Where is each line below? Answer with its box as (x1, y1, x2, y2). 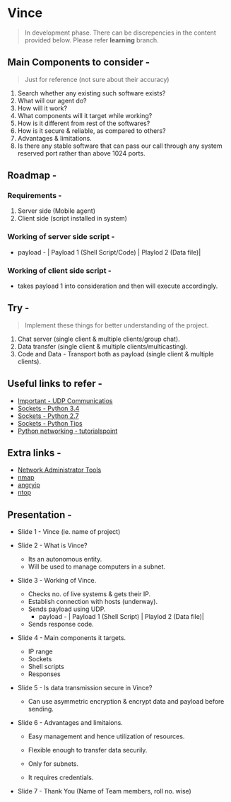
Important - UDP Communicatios (17, 396, 113, 405)
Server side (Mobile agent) (17, 207, 96, 215)
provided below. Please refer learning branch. (24, 35, 159, 44)
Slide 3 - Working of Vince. (17, 576, 97, 585)
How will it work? (17, 104, 68, 112)
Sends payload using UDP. (28, 605, 106, 613)
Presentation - (7, 508, 72, 521)
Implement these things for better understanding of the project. (24, 320, 209, 330)
